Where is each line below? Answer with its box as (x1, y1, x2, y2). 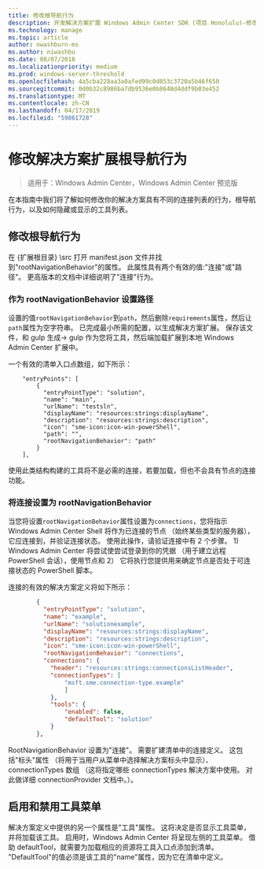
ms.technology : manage (8, 26, 82, 34)
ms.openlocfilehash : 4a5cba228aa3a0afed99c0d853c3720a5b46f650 (8, 77, 220, 85)
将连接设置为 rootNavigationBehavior (8, 497, 152, 508)
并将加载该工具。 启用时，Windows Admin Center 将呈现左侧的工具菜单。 (8, 832, 247, 841)
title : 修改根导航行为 (8, 11, 75, 20)
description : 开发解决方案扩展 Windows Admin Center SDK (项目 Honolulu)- (8, 19, 247, 27)
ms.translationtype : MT (8, 92, 86, 100)
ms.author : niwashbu (8, 48, 76, 56)
